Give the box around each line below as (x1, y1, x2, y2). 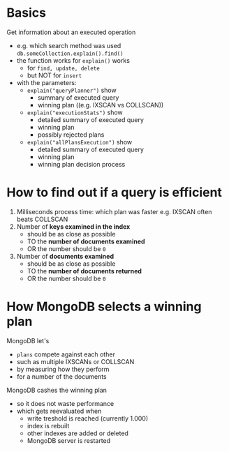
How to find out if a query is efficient (6, 185, 223, 200)
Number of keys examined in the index (16, 222, 131, 231)
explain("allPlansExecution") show (27, 137, 133, 146)
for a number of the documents (16, 372, 107, 381)
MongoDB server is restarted (27, 436, 111, 444)
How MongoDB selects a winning (6, 299, 202, 315)
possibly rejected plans (37, 130, 105, 139)
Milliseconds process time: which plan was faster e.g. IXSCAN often (16, 207, 212, 216)
